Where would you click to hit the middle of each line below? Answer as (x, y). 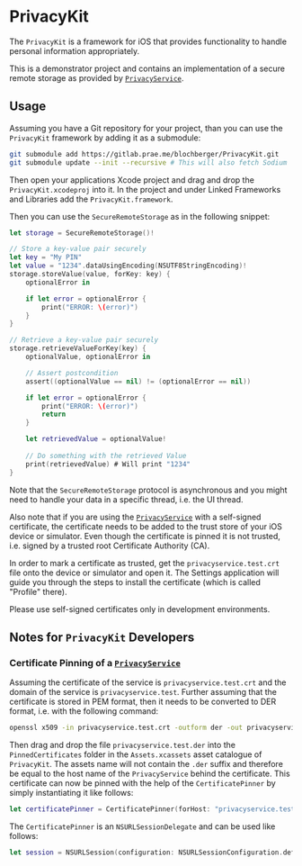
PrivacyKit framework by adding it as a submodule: (105, 138)
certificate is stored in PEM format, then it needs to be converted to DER (143, 702)
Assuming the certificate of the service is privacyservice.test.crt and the (148, 682)
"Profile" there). (38, 591)
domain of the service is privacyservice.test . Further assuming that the (143, 692)
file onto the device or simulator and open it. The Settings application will (144, 573)
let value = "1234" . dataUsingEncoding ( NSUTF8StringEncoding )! (128, 266)
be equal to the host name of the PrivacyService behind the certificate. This (150, 774)
